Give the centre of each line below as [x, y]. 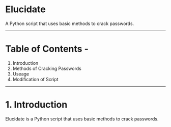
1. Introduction [36, 105]
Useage [21, 74]
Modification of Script [35, 79]
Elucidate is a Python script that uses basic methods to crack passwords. [82, 119]
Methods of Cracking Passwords [47, 68]
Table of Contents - [47, 49]
